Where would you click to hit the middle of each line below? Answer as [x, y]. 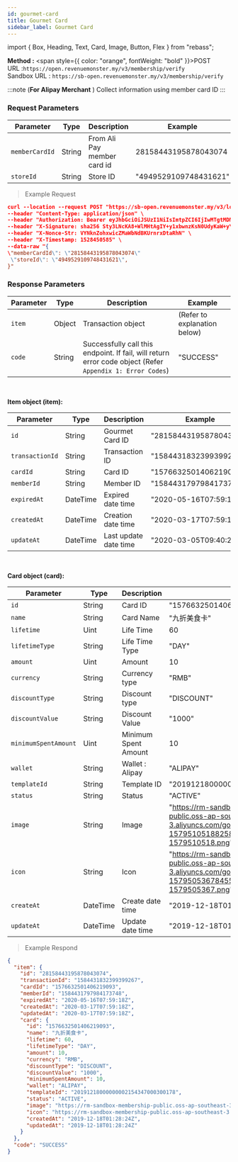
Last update [124, 536]
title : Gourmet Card [38, 21]
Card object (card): [36, 575]
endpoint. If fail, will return [126, 353]
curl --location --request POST [55, 207]
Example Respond [51, 947]
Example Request [50, 194]
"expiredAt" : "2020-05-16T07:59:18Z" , [77, 1000]
